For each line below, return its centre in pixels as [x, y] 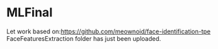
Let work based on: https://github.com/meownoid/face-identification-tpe [109, 31]
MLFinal [29, 13]
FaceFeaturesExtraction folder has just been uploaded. [84, 38]
